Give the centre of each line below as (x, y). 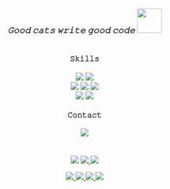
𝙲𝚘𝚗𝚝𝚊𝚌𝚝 (85, 115)
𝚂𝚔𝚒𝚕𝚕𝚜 (85, 59)
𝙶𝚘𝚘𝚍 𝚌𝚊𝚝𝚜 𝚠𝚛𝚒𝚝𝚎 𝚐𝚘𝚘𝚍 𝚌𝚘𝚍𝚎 (71, 30)
